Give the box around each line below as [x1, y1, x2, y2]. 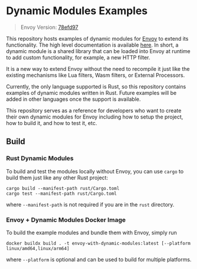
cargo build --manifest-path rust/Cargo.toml [6, 185, 119, 191]
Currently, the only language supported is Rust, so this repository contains [6, 83, 186, 90]
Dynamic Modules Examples [6, 4, 148, 18]
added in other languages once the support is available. [6, 96, 141, 103]
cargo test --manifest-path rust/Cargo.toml [6, 191, 117, 196]
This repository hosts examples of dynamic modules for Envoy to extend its [6, 35, 189, 42]
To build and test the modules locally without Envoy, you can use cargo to [6, 168, 184, 175]
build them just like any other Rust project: [6, 174, 108, 181]
